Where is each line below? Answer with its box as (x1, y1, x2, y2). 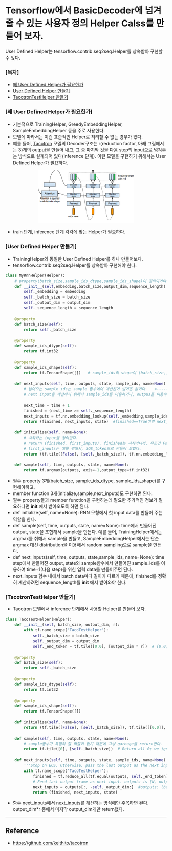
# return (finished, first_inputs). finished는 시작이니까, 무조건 (24, 441, 161, 446)
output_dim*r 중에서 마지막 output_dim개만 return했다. (12, 806, 124, 813)
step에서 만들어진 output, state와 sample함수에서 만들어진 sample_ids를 (12, 560, 160, 566)
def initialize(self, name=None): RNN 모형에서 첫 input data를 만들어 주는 (12, 510, 163, 516)
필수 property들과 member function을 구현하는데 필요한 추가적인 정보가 (12, 497, 158, 503)
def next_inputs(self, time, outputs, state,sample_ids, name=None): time (12, 554, 165, 560)
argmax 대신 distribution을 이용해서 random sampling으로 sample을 (12, 542, 152, 548)
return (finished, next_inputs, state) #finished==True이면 (24, 419, 155, 424)
